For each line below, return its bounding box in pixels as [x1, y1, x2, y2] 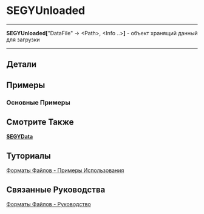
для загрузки [6, 36, 41, 43]
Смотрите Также [6, 117, 74, 128]
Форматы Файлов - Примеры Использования [6, 167, 124, 174]
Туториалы [6, 150, 51, 161]
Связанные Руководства [6, 184, 106, 195]
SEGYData [6, 133, 33, 140]
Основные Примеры [6, 98, 71, 106]
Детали [6, 59, 37, 70]
